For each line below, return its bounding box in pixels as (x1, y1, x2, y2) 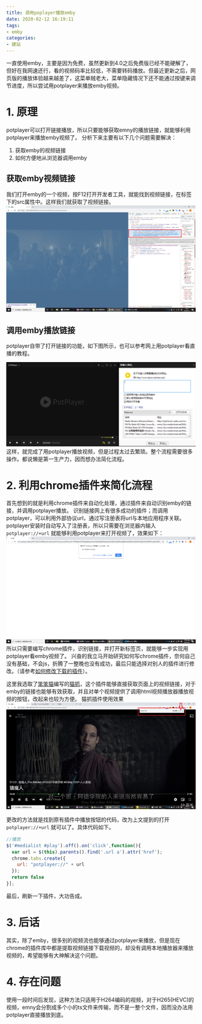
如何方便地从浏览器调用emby (14, 154, 87, 161)
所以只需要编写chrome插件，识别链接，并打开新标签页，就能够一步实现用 (6, 645, 189, 652)
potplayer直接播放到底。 (6, 1011, 67, 1018)
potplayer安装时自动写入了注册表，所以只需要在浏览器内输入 (6, 522, 156, 529)
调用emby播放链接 (6, 325, 76, 335)
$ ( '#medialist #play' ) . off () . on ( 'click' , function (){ (6, 842, 141, 848)
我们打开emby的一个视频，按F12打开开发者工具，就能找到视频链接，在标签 (6, 190, 192, 198)
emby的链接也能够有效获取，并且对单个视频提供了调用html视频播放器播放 (6, 688, 189, 695)
